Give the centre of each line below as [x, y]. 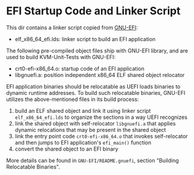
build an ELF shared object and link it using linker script [83, 110]
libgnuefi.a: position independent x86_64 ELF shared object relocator [100, 75]
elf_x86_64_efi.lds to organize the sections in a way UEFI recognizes [101, 117]
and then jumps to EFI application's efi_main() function [83, 142]
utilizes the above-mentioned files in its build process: [73, 99]
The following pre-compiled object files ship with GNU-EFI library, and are [97, 50]
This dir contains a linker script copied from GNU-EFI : [72, 27]
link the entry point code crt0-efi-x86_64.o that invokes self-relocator [101, 136]
